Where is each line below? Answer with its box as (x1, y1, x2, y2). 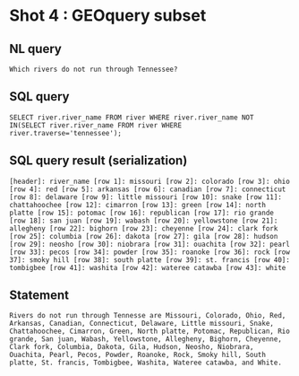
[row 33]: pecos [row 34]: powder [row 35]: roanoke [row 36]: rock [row (9, 248, 291, 257)
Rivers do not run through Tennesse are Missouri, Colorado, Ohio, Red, (9, 311, 286, 320)
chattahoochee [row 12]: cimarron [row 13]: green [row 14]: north (9, 200, 267, 209)
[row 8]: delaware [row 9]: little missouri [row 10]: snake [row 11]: (9, 192, 282, 202)
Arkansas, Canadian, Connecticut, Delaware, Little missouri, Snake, (9, 319, 275, 328)
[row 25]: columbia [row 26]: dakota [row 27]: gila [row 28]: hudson (9, 232, 278, 240)
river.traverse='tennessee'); (9, 128, 123, 137)
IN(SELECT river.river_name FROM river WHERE (9, 120, 182, 130)
